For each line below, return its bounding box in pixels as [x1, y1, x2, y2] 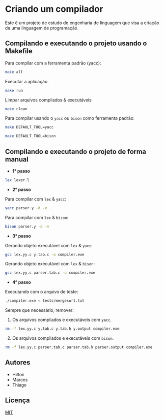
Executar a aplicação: [5, 78, 49, 84]
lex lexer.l [5, 177, 29, 183]
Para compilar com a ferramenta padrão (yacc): [5, 60, 102, 66]
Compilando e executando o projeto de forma [5, 147, 146, 156]
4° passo [12, 279, 31, 285]
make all [5, 69, 23, 74]
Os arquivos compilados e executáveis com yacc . [12, 317, 112, 323]
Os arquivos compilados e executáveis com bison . [12, 335, 114, 341]
